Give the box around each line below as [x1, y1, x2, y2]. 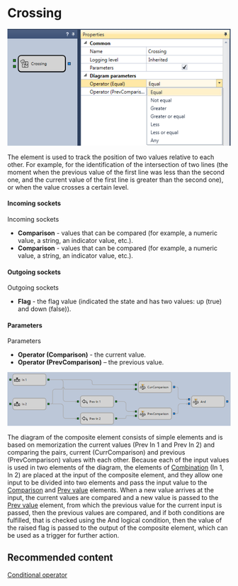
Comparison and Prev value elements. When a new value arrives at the [7, 486, 215, 494]
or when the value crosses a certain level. [7, 183, 129, 191]
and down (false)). [17, 305, 72, 313]
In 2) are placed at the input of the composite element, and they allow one [7, 471, 223, 479]
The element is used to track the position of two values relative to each [7, 153, 215, 161]
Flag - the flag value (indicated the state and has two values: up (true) [17, 297, 222, 306]
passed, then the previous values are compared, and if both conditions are [7, 509, 225, 517]
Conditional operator [7, 570, 68, 579]
